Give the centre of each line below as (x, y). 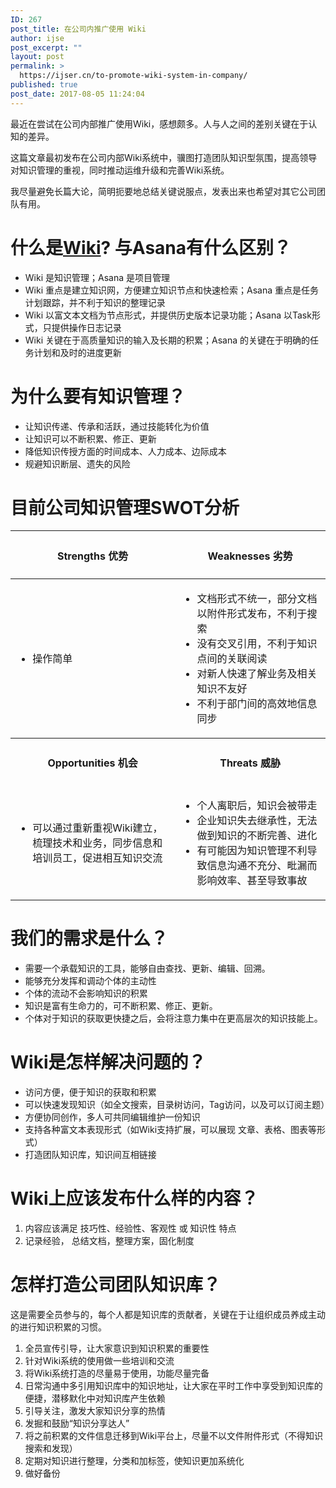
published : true (44, 85)
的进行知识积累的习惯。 (58, 1327)
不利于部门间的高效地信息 (257, 704)
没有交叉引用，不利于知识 (257, 644)
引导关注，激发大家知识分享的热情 (95, 1410)
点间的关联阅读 (232, 659)
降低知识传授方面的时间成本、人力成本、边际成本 (125, 451)
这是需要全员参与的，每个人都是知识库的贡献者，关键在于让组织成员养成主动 (168, 1314)
